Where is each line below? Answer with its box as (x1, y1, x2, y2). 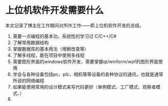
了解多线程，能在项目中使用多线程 (12, 52, 85, 58)
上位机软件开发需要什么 (5, 5, 104, 16)
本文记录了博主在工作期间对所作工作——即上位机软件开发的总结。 (5, 22, 144, 28)
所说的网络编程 (12, 77, 44, 84)
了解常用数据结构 (12, 39, 49, 46)
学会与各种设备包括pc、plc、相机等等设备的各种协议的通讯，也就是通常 (12, 71, 163, 77)
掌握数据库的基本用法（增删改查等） (12, 46, 89, 52)
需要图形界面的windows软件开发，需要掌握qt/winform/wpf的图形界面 (12, 58, 158, 64)
